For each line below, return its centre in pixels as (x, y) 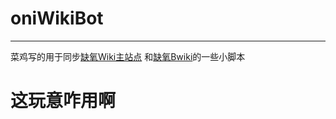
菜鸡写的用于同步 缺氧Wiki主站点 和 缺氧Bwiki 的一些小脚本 (128, 56)
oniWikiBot (57, 18)
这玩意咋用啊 (63, 101)
